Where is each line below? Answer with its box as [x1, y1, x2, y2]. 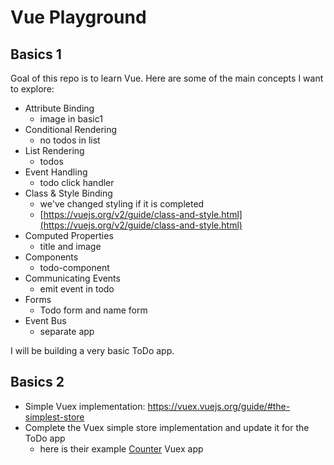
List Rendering [24, 145, 85, 156]
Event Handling [24, 166, 88, 178]
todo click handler [39, 177, 115, 188]
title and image [39, 241, 102, 252]
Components [24, 251, 79, 263]
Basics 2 [10, 374, 65, 391]
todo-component [39, 262, 110, 273]
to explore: [10, 83, 55, 95]
